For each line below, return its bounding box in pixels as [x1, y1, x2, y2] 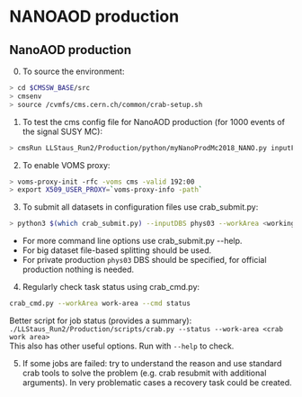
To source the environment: [22, 66, 125, 77]
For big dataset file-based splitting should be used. [22, 245, 212, 256]
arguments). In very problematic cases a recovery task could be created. [22, 377, 292, 388]
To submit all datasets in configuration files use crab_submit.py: [22, 202, 259, 212]
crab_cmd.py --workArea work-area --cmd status [9, 299, 191, 308]
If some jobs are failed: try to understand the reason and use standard [22, 358, 282, 368]
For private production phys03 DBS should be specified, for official [22, 255, 267, 266]
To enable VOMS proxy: [22, 159, 111, 170]
